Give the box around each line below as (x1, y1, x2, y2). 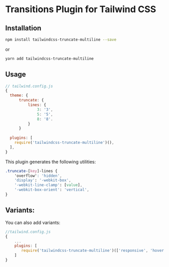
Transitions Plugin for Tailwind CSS (5, 4, 156, 15)
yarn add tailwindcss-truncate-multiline (5, 56, 94, 61)
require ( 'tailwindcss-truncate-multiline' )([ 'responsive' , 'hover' (21, 248, 166, 253)
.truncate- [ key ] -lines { (5, 168, 58, 173)
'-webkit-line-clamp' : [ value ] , (14, 182, 82, 188)
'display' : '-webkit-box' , (14, 178, 71, 183)
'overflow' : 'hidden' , (14, 173, 62, 178)
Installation (5, 24, 41, 32)
